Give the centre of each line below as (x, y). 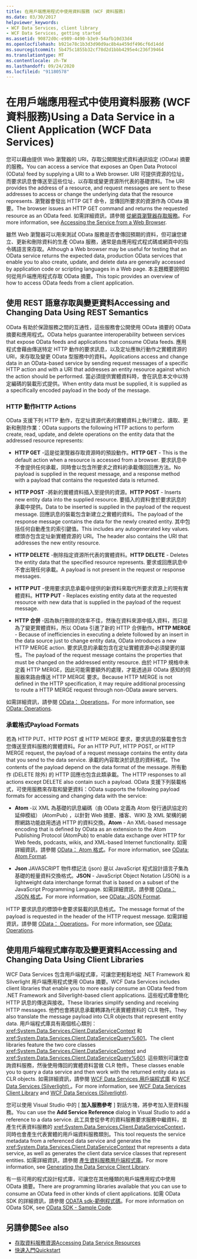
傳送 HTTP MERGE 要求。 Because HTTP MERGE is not (106, 677)
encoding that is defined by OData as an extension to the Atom (90, 829)
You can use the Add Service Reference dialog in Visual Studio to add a (103, 1112)
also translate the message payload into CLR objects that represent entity (95, 1017)
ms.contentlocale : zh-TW (36, 60)
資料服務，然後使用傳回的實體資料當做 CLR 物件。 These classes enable (98, 1065)
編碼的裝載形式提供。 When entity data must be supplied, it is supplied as (99, 384)
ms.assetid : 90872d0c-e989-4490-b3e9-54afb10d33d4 (69, 39)
